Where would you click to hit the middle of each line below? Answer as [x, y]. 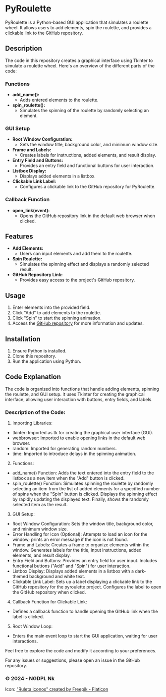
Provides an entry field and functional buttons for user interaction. [87, 166]
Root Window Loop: [32, 626]
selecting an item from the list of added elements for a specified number [86, 489]
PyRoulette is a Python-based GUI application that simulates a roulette [77, 22]
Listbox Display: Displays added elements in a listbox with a [73, 571]
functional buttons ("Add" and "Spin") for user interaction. [71, 566]
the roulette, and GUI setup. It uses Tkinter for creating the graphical [75, 394]
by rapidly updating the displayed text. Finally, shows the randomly [81, 499]
